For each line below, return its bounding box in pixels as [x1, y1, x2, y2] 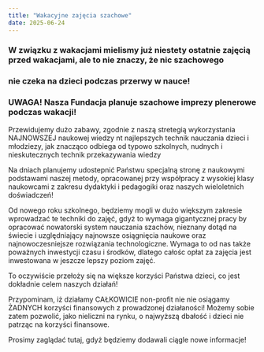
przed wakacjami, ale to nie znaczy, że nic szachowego [8, 54, 225, 65]
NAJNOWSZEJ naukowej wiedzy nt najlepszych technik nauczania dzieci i [8, 133, 250, 143]
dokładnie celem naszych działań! [8, 279, 118, 288]
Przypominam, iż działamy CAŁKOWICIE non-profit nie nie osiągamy [8, 295, 230, 304]
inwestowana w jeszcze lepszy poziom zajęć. [8, 255, 156, 265]
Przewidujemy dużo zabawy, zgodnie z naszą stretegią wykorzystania [8, 124, 236, 134]
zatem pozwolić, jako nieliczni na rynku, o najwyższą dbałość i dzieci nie [8, 311, 244, 321]
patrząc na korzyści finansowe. [8, 320, 110, 329]
